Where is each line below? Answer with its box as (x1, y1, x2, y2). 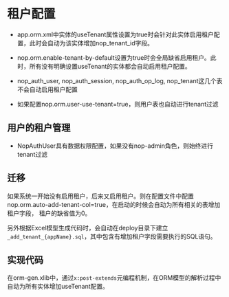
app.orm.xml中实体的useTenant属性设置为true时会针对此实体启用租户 (17, 30, 215, 38)
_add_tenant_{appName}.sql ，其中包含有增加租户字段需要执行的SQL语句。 (7, 232, 217, 241)
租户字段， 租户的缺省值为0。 (7, 209, 91, 217)
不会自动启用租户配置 (17, 85, 78, 93)
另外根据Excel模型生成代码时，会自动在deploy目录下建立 (7, 223, 168, 232)
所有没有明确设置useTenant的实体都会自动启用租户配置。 (29, 62, 191, 70)
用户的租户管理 (7, 122, 71, 134)
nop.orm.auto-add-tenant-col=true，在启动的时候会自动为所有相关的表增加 (7, 200, 221, 208)
